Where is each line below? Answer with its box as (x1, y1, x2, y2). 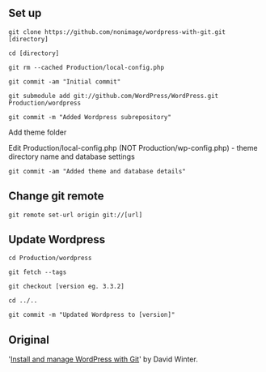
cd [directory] (8, 49, 60, 58)
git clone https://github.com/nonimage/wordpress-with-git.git (8, 28, 226, 36)
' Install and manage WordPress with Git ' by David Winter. (8, 354, 198, 364)
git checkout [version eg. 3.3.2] (8, 283, 125, 291)
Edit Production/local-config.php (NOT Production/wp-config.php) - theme (8, 143, 258, 152)
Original (8, 332, 50, 347)
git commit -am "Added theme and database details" (8, 167, 186, 175)
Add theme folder (8, 127, 67, 137)
